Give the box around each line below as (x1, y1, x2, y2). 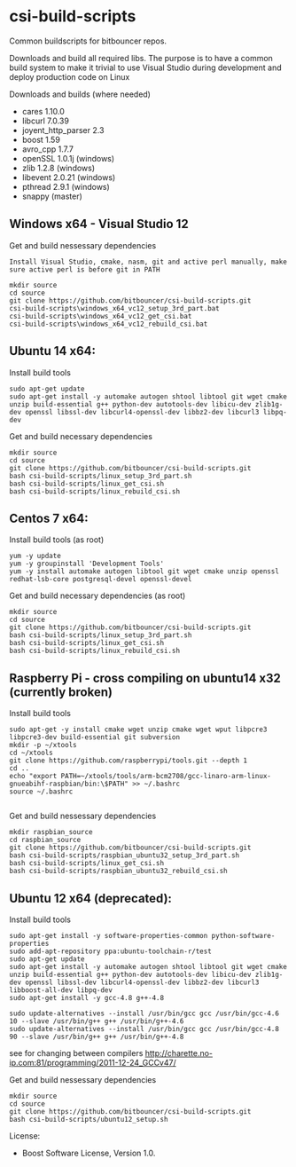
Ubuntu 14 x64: (9, 343, 96, 359)
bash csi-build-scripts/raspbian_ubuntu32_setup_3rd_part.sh (9, 851, 240, 860)
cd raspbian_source (9, 836, 82, 845)
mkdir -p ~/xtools (9, 741, 77, 750)
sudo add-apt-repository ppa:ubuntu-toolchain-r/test (9, 947, 213, 956)
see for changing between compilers (9, 1048, 144, 1058)
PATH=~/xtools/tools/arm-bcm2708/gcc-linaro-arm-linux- (60, 772, 272, 781)
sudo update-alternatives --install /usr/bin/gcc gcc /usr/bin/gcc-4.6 (9, 1009, 279, 1018)
